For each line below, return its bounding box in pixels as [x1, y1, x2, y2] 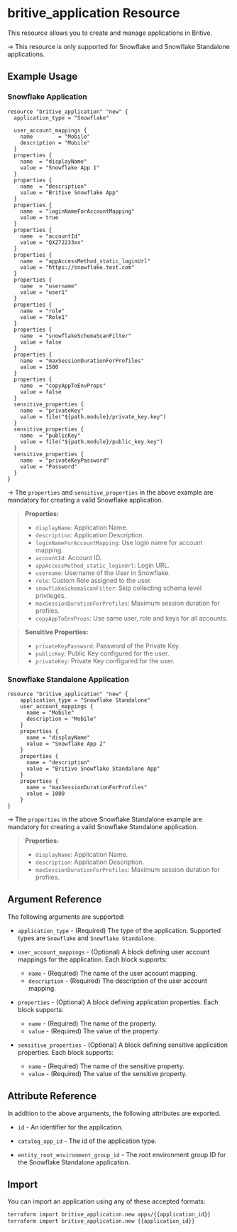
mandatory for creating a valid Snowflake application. [7, 495, 164, 504]
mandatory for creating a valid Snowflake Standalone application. [7, 822, 199, 831]
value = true [20, 214, 59, 221]
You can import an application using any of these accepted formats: [7, 1197, 206, 1206]
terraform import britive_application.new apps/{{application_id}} [7, 1211, 211, 1218]
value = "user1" [20, 288, 69, 296]
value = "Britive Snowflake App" [20, 189, 119, 196]
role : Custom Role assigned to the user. [35, 576, 153, 584]
